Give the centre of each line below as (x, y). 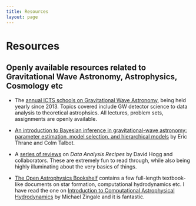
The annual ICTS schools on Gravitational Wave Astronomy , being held (100, 100)
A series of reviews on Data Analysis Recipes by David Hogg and (94, 154)
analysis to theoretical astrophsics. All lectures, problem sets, (89, 113)
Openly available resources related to (76, 68)
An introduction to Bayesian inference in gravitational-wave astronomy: (101, 130)
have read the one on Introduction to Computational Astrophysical (94, 190)
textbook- (174, 178)
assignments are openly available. (56, 119)
